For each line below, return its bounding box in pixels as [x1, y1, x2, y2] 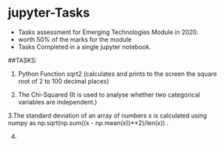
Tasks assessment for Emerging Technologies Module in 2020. [17, 28, 199, 36]
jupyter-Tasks [8, 5, 90, 21]
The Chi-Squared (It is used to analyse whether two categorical [17, 90, 200, 99]
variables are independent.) [17, 97, 97, 106]
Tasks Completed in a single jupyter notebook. [17, 42, 152, 51]
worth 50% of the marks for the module [17, 35, 131, 43]
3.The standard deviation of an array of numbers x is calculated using [8, 111, 207, 120]
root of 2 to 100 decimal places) [17, 76, 110, 85]
